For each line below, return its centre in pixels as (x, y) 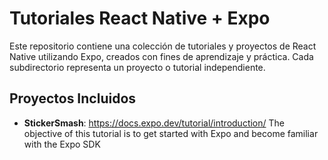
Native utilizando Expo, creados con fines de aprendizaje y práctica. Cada (161, 56)
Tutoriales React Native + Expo (140, 18)
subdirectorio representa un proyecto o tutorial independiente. (137, 67)
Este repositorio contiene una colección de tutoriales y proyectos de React (163, 46)
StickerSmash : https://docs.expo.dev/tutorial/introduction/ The (154, 123)
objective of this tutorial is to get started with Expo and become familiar (171, 133)
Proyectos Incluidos (73, 98)
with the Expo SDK (62, 144)
